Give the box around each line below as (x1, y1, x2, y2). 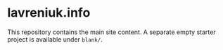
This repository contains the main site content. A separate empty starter (7, 28, 216, 36)
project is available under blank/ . (7, 35, 103, 43)
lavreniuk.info (7, 5, 91, 21)
